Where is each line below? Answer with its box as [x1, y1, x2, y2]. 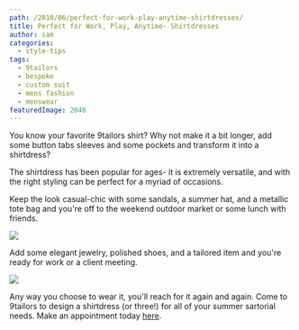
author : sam [9, 30, 54, 39]
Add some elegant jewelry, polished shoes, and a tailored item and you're [9, 247, 282, 258]
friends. [9, 213, 39, 224]
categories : [9, 38, 54, 48]
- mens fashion [17, 88, 75, 97]
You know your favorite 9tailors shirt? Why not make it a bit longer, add [9, 130, 273, 141]
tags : [9, 55, 30, 64]
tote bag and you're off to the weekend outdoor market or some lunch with [9, 204, 286, 215]
